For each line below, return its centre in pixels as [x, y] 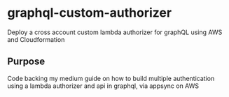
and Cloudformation [36, 39]
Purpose [26, 62]
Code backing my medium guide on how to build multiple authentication [111, 78]
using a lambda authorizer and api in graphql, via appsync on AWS [103, 86]
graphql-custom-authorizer [90, 13]
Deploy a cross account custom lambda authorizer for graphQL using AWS [115, 32]
